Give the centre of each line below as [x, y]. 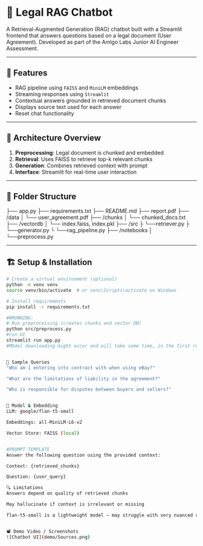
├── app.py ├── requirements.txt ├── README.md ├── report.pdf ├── [98, 211]
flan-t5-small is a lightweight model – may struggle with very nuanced [100, 515]
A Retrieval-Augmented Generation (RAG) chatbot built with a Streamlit [94, 29]
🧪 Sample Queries [28, 362]
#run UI [16, 335]
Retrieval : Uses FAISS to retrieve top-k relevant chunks [84, 159]
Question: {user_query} [36, 477]
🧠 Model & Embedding [32, 406]
